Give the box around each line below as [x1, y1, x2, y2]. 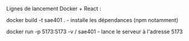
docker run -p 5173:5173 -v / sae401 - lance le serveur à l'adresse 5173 [6, 28, 183, 35]
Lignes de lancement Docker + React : [6, 5, 101, 12]
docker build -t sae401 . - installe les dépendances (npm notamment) [6, 17, 179, 23]
